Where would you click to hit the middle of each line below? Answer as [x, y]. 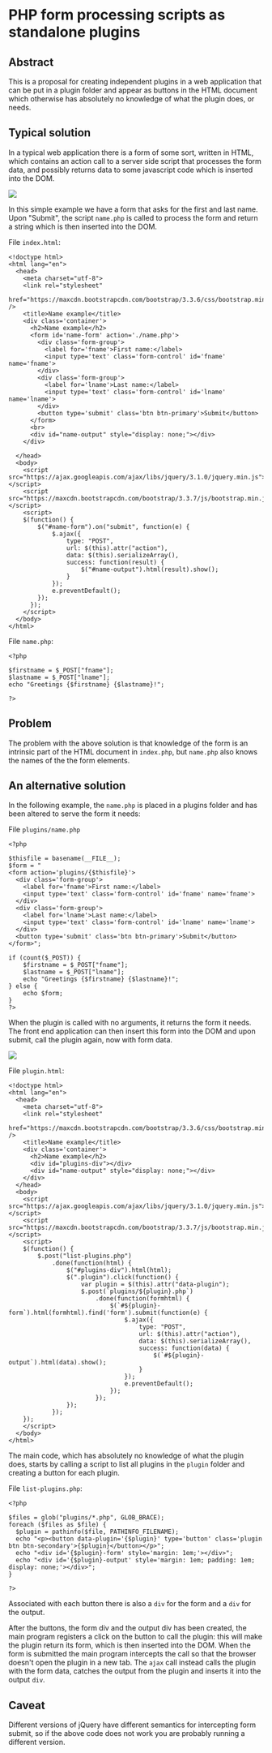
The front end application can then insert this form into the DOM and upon [132, 1031]
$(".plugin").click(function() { [123, 1278]
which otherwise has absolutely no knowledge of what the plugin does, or [132, 99]
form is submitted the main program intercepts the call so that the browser [132, 1654]
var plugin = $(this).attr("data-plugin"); [155, 1285]
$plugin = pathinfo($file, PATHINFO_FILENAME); [98, 1532]
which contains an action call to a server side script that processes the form [135, 161]
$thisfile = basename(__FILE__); [65, 859]
